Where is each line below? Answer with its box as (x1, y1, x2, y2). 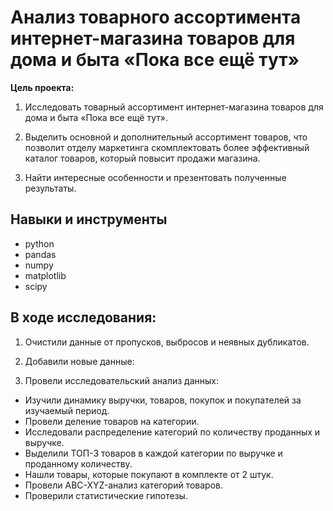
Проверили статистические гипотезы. (24, 489, 188, 501)
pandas (24, 248, 57, 260)
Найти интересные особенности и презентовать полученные (24, 171, 287, 183)
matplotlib (24, 269, 67, 281)
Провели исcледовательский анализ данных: (24, 374, 219, 386)
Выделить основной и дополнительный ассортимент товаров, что (24, 131, 308, 143)
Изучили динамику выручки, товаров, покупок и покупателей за (24, 394, 302, 406)
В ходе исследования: (10, 309, 157, 326)
